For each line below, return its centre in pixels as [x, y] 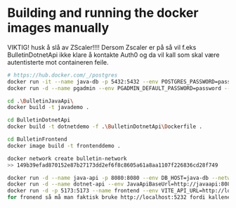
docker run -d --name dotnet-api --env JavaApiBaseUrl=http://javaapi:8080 [120, 184]
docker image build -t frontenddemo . [64, 145]
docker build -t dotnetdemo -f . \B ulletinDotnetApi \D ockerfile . [105, 127]
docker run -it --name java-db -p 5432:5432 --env [83, 82]
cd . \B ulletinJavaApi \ [40, 101]
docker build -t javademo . [48, 108]
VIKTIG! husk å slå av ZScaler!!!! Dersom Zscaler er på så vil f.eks [102, 47]
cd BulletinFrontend [38, 139]
